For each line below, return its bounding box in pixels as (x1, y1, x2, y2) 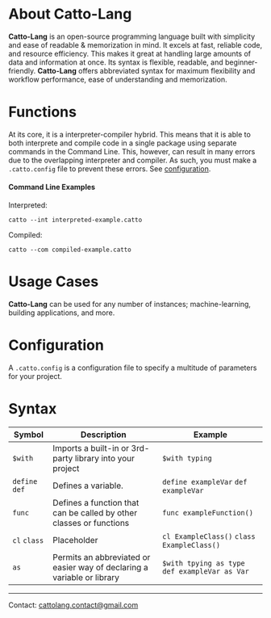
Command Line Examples (8, 183, 95, 192)
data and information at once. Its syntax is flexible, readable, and (8, 57, 223, 67)
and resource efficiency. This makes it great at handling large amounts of (8, 48, 252, 58)
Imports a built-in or (52, 442, 129, 453)
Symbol (13, 429, 44, 440)
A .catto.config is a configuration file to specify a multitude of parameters (8, 363, 257, 372)
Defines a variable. (52, 480, 123, 491)
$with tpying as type (162, 558, 246, 568)
